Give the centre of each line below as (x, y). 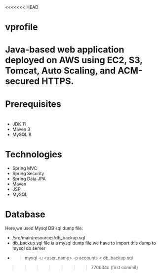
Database (25, 214)
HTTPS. (58, 81)
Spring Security (28, 173)
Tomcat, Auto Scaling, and (60, 71)
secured (22, 81)
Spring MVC (25, 168)
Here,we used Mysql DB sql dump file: (44, 228)
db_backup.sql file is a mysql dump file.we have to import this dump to (84, 243)
